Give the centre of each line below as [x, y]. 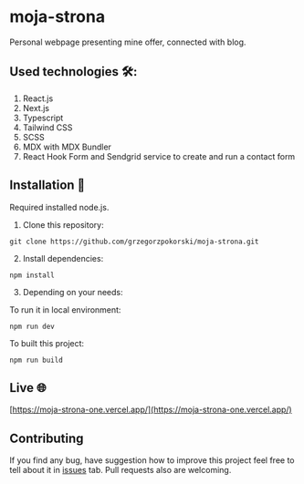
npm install [32, 275]
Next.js [36, 108]
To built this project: [47, 343]
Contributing [47, 438]
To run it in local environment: [65, 309]
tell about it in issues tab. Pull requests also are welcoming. [121, 470]
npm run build [37, 360]
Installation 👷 [47, 185]
